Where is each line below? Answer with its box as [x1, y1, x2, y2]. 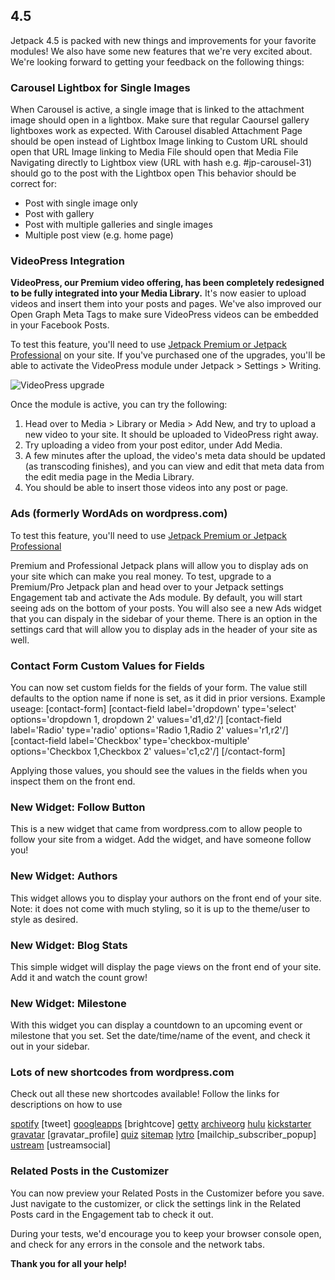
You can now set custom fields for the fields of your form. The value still [10, 682, 308, 693]
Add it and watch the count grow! [10, 971, 148, 983]
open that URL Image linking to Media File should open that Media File [10, 146, 299, 158]
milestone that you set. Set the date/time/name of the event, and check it [10, 1030, 311, 1042]
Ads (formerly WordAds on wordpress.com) [10, 507, 228, 521]
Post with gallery [24, 208, 95, 220]
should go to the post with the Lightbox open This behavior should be [10, 167, 297, 179]
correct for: [10, 178, 58, 190]
